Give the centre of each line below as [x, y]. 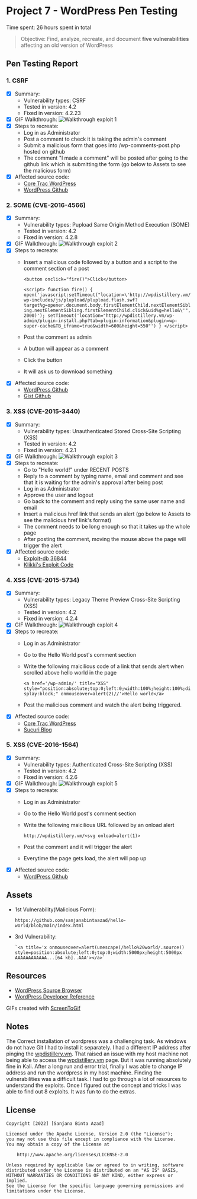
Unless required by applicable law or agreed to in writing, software [95, 1165]
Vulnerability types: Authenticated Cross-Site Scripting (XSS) [98, 764]
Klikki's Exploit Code [49, 564]
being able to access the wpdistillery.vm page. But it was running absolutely [99, 1060]
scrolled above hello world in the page [70, 673]
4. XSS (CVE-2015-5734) [43, 580]
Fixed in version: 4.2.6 [51, 777]
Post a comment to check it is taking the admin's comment [95, 139]
